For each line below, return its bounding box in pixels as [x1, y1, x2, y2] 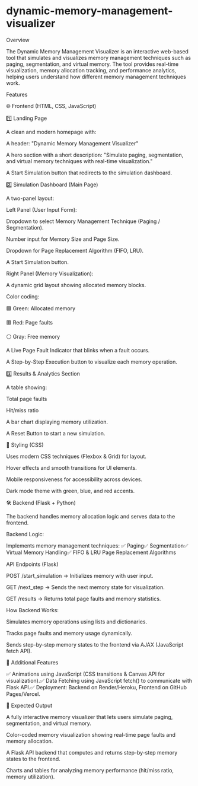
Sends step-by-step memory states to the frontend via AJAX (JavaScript [6, 641, 184, 648]
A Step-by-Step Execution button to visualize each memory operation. [6, 358, 178, 365]
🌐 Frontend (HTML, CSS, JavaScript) [6, 102, 97, 109]
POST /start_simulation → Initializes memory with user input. [6, 572, 154, 579]
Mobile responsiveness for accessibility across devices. [6, 476, 143, 483]
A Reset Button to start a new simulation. [6, 429, 106, 437]
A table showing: [6, 384, 47, 391]
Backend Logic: [6, 530, 44, 537]
